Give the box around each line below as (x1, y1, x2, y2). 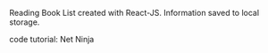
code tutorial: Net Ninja (9, 34, 95, 44)
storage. (9, 17, 40, 27)
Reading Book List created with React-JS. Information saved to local (9, 8, 260, 18)
